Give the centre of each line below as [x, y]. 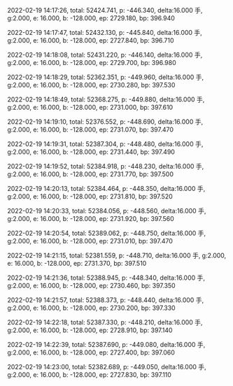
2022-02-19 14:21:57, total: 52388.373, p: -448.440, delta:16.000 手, [106, 300]
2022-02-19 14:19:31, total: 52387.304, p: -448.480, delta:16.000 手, [105, 144]
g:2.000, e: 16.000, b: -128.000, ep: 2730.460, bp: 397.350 [92, 286]
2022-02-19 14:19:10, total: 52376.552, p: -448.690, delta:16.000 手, [105, 122]
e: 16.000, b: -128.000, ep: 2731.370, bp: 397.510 [77, 263]
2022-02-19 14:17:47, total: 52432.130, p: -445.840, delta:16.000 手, [105, 33]
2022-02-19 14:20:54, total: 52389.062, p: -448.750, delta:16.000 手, [107, 233]
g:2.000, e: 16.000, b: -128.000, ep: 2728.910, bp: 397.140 [90, 330]
